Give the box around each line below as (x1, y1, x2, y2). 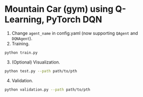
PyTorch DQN (46, 14, 102, 25)
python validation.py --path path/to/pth (4, 87, 91, 92)
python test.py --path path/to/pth (4, 68, 77, 73)
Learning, (4, 14, 45, 25)
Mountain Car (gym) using (4, 3, 114, 15)
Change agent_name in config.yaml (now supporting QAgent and (11, 30, 138, 36)
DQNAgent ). (11, 35, 33, 41)
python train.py (4, 50, 38, 55)
